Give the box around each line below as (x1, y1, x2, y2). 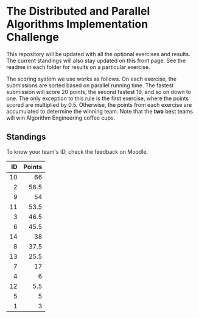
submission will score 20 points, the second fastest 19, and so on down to (6, 88, 192, 95)
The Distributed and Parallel (6, 4, 150, 18)
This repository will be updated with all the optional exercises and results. (6, 50, 190, 57)
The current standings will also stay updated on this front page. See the (6, 57, 186, 64)
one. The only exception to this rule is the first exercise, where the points (6, 95, 189, 102)
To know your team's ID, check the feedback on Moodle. (6, 148, 148, 155)
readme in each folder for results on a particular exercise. (6, 63, 150, 71)
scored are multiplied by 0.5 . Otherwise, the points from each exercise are (6, 101, 192, 108)
